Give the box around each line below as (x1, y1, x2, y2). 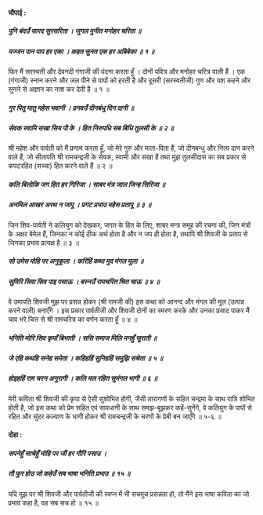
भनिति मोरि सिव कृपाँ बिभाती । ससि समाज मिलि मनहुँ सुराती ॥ (8, 333, 157, 342)
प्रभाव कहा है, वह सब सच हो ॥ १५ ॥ (8, 498, 99, 507)
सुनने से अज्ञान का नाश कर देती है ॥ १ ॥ (8, 84, 110, 93)
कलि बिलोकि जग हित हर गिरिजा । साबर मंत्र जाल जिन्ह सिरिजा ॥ (8, 179, 166, 189)
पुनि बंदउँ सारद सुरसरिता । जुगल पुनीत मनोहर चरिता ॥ (8, 26, 142, 36)
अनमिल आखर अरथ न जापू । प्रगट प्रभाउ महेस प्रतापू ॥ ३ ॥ (8, 200, 151, 210)
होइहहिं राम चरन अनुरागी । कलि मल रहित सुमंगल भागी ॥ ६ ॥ (8, 374, 158, 383)
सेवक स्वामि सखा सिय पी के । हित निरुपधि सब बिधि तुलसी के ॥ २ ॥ (8, 123, 174, 133)
